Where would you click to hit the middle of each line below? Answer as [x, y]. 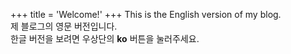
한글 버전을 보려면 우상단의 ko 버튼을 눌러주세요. [105, 38]
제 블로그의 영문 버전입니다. [64, 26]
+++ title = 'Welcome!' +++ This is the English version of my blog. [146, 14]
